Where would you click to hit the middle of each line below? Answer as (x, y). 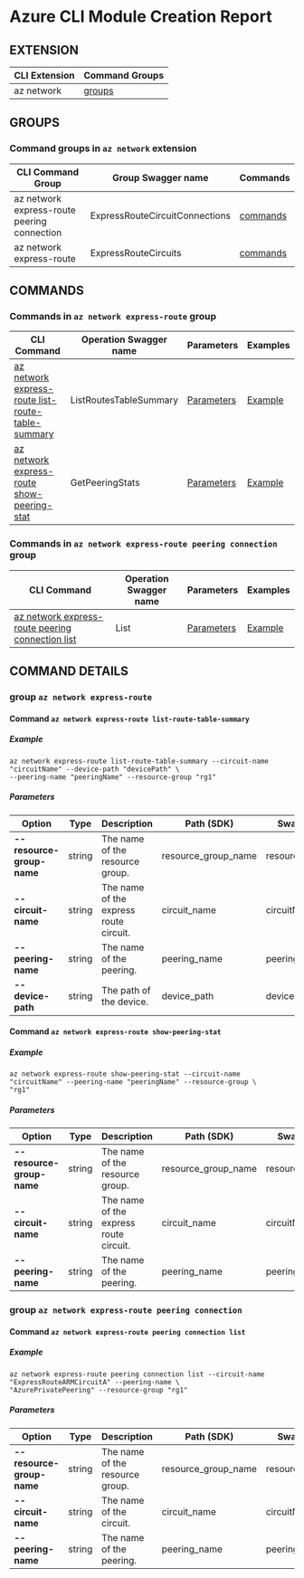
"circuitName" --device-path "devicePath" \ (95, 769)
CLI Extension (44, 76)
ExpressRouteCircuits (136, 252)
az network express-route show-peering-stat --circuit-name (125, 1074)
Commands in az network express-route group (113, 316)
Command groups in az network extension (103, 148)
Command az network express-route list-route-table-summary (130, 718)
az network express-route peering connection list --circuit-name (137, 1374)
